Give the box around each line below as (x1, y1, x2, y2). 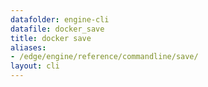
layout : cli (10, 61, 60, 71)
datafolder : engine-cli (10, 14, 110, 25)
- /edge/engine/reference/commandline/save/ (10, 52, 199, 62)
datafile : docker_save (10, 24, 105, 34)
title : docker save (10, 33, 92, 43)
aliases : (10, 42, 47, 53)
